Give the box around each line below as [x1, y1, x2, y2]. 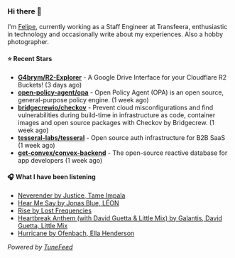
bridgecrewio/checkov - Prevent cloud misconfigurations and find [17, 103, 214, 112]
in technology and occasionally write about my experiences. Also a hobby [7, 30, 224, 38]
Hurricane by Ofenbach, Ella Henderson [17, 229, 135, 237]
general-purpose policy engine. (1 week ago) [17, 95, 149, 104]
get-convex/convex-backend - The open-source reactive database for [17, 149, 228, 157]
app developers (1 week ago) [17, 156, 103, 164]
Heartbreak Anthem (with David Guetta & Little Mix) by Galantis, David [17, 213, 222, 222]
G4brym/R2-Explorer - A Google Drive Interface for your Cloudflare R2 [17, 72, 227, 81]
